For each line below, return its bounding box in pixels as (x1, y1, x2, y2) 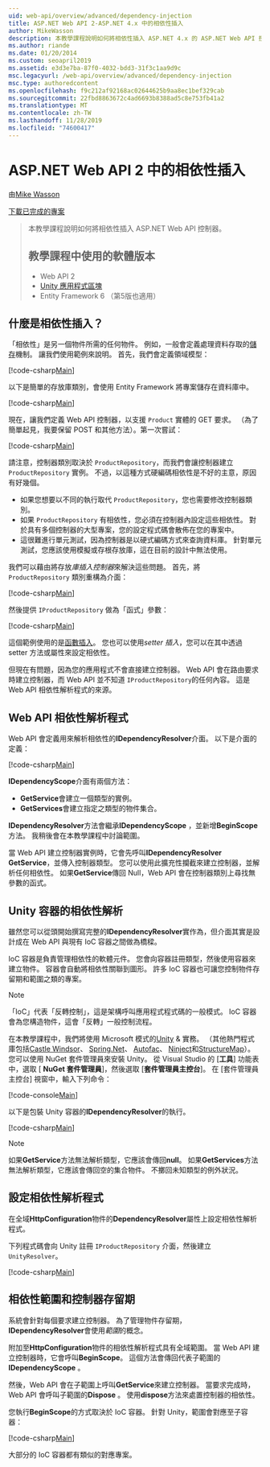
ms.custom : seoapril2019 (8, 57, 92, 65)
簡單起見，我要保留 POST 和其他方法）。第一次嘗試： (8, 425, 183, 435)
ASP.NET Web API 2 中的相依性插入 (8, 161, 246, 179)
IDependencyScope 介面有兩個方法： (8, 777, 133, 786)
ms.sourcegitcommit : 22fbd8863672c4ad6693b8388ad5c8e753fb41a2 (8, 94, 225, 102)
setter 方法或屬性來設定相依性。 (8, 648, 114, 657)
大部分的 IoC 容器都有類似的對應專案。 (8, 1449, 137, 1459)
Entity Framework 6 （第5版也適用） (39, 291, 161, 300)
